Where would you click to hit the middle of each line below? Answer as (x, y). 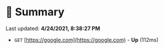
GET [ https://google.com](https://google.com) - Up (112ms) (86, 40)
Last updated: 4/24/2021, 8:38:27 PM (53, 28)
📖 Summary (35, 12)
